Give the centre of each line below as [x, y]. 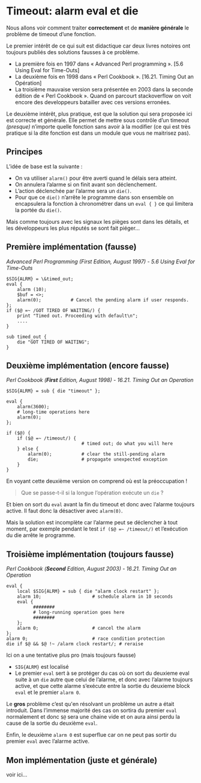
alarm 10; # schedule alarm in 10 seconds [95, 597]
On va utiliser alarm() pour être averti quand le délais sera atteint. [96, 178]
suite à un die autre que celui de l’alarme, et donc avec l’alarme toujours [104, 680]
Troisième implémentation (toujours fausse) [90, 554]
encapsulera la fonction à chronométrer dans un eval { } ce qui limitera [104, 203]
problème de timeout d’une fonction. [51, 34]
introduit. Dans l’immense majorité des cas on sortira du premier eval [91, 710]
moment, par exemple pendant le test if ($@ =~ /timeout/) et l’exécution [97, 529]
